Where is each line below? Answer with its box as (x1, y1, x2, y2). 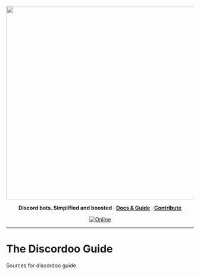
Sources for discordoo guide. (6, 262, 78, 269)
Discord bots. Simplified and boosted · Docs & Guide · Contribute (18, 204, 182, 211)
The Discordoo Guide (6, 242, 113, 256)
